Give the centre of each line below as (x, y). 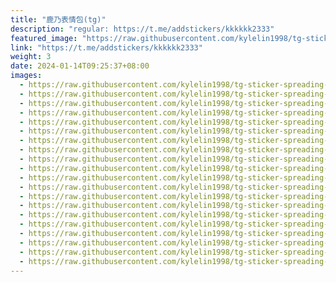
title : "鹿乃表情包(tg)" (58, 19)
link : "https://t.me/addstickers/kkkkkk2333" (106, 47)
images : (26, 76)
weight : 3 (31, 57)
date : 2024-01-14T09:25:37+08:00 (80, 66)
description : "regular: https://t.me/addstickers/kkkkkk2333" (142, 29)
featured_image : (44, 38)
